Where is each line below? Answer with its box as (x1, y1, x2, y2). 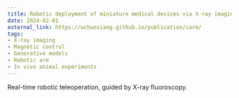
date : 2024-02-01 (7, 17, 59, 24)
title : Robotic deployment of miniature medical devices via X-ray (7, 10, 212, 18)
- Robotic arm (7, 57, 50, 64)
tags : (7, 30, 23, 38)
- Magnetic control (7, 43, 65, 50)
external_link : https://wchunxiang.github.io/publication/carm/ (7, 23, 202, 31)
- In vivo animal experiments (7, 63, 97, 70)
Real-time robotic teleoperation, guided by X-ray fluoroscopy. (7, 82, 188, 91)
